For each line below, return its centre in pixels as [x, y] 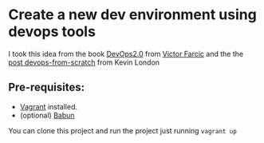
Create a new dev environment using [132, 15]
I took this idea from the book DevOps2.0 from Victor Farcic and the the [126, 54]
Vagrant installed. [49, 106]
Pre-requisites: [47, 87]
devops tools [52, 32]
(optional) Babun [47, 115]
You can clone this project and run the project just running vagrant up [122, 130]
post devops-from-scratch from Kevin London [84, 62]
